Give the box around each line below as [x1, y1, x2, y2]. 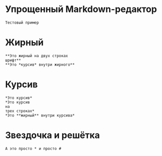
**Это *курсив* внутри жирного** [5, 62, 75, 67]
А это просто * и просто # [5, 146, 61, 151]
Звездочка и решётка [5, 129, 100, 141]
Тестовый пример [5, 20, 39, 25]
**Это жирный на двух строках [5, 53, 68, 58]
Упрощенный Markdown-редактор [5, 4, 157, 15]
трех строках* [5, 108, 35, 113]
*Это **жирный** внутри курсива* [5, 113, 75, 118]
